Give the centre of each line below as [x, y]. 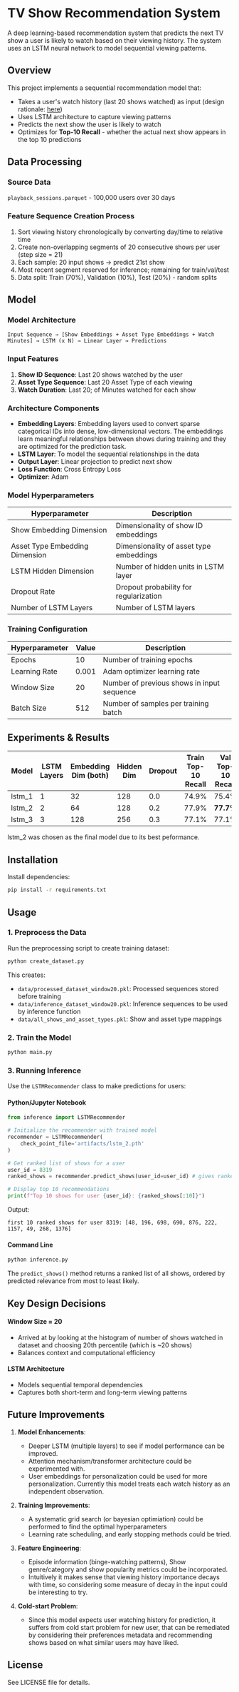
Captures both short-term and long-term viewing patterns [102, 1392]
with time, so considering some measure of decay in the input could [128, 1584]
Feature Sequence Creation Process [71, 216]
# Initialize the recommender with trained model [83, 1130]
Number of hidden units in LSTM [170, 567]
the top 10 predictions [49, 139]
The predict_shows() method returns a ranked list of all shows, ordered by [116, 1273]
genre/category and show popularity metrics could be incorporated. [128, 1569]
